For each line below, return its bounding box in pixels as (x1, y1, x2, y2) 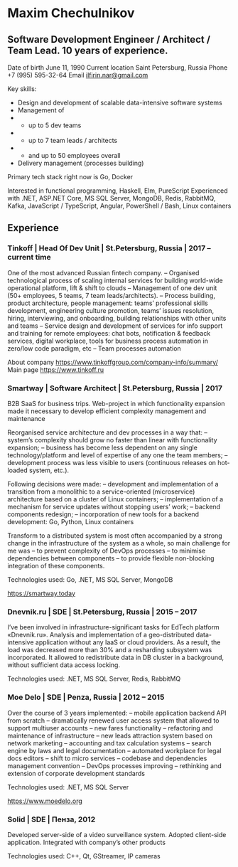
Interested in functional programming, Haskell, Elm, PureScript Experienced (7, 186, 228, 195)
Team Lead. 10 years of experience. (7, 44, 168, 56)
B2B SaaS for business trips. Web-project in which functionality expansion (7, 399, 225, 408)
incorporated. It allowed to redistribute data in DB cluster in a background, (7, 653, 225, 662)
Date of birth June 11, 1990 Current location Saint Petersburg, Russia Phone (7, 63, 228, 72)
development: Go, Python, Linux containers (7, 517, 134, 526)
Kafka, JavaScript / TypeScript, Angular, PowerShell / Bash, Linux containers (7, 201, 232, 210)
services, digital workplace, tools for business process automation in (7, 336, 208, 345)
